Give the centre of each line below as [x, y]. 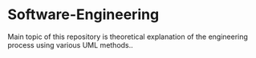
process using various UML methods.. [70, 44]
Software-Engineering [83, 15]
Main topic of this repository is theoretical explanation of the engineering [128, 37]
